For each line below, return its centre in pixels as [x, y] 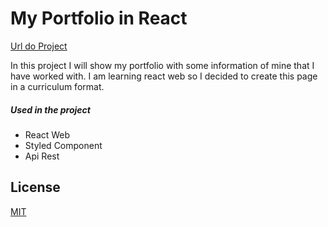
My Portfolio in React [99, 18]
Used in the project [50, 109]
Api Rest [42, 156]
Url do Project [39, 46]
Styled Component [63, 145]
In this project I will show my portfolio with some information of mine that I [162, 65]
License [35, 187]
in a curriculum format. [57, 86]
